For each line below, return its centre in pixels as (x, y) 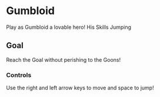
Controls (19, 75)
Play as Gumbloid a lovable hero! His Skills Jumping (69, 27)
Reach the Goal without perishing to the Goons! (64, 59)
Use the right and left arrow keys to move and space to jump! (80, 88)
